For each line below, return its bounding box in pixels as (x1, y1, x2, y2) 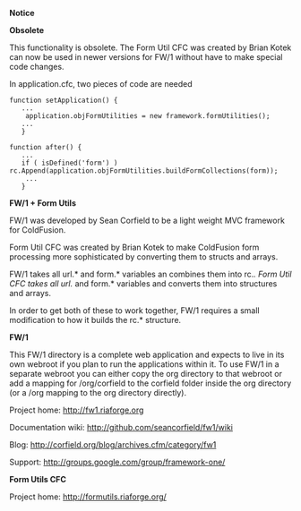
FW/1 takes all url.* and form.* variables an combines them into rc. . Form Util (9, 268, 292, 279)
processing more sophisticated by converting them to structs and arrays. (9, 251, 279, 262)
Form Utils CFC (9, 474, 67, 484)
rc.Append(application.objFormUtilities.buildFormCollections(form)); (9, 166, 279, 175)
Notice (9, 8, 35, 18)
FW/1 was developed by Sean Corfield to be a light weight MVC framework (9, 215, 285, 226)
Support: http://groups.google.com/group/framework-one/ (9, 456, 226, 467)
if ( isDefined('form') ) (21, 158, 118, 167)
